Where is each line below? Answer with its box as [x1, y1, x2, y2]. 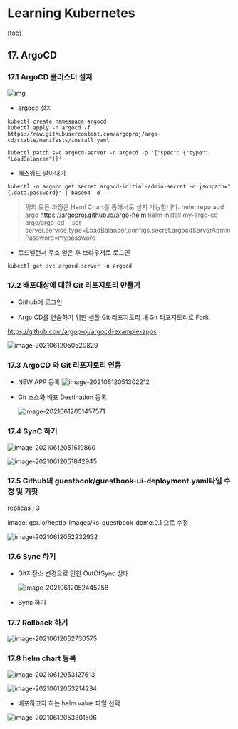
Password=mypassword [24, 233, 96, 242]
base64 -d [71, 189, 100, 196]
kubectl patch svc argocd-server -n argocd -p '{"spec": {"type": [7, 149, 209, 156]
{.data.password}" [7, 189, 62, 196]
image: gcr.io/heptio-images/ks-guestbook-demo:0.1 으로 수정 [7, 518, 189, 526]
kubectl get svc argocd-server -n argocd [7, 262, 133, 269]
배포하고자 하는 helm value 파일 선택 [17, 698, 120, 708]
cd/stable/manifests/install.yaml [7, 136, 110, 144]
